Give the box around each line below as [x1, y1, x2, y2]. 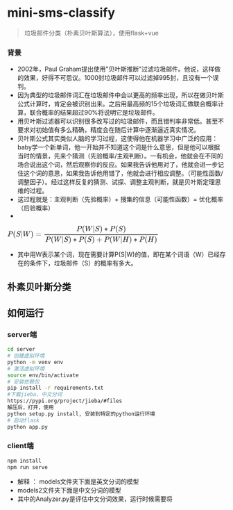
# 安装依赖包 [7, 378, 40, 385]
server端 [7, 329, 37, 339]
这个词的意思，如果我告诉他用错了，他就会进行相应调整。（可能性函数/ [23, 169, 223, 178]
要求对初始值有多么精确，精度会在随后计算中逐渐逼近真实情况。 [17, 126, 200, 134]
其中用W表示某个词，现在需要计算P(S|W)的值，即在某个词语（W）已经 [17, 250, 220, 258]
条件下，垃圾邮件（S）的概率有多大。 [29, 259, 137, 268]
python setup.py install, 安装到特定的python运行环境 [7, 410, 155, 418]
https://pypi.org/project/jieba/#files [7, 397, 123, 404]
